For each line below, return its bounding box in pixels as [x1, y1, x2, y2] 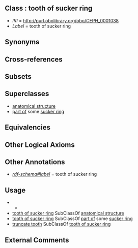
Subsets [5, 72, 32, 81]
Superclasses [5, 89, 49, 98]
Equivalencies [5, 123, 50, 132]
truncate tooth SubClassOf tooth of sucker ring [12, 221, 111, 227]
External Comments [5, 236, 69, 244]
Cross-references [5, 55, 63, 64]
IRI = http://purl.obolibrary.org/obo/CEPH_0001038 [12, 17, 119, 23]
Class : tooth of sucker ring [5, 4, 93, 13]
